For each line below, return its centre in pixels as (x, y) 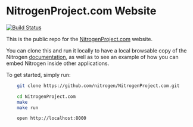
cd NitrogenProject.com (46, 97)
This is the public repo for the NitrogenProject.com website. (80, 39)
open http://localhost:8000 (52, 118)
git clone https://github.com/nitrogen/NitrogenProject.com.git (98, 86)
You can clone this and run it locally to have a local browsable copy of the (96, 50)
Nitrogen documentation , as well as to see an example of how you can (92, 57)
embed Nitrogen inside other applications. (58, 63)
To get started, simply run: (38, 75)
